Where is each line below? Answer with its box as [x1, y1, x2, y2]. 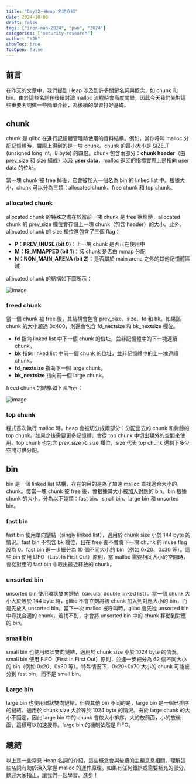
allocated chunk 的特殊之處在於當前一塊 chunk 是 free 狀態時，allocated [6, 213, 180, 220]
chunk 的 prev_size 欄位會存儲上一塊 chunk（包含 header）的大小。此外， [6, 221, 185, 228]
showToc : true [6, 42, 41, 48]
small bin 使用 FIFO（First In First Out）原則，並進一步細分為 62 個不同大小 [6, 655, 187, 663]
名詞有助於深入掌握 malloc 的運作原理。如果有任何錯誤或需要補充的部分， [11, 764, 189, 772]
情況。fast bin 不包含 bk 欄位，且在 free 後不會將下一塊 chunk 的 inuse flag [6, 539, 187, 546]
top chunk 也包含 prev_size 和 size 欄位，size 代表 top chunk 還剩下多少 [16, 440, 190, 447]
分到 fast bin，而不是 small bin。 [6, 670, 85, 677]
